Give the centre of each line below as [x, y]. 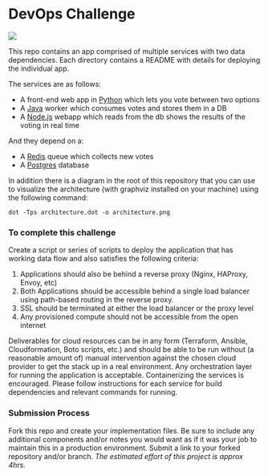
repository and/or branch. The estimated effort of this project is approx [126, 456]
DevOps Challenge [72, 14]
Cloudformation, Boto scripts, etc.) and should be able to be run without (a [131, 350]
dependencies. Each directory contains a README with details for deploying [134, 59]
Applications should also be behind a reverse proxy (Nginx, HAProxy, [134, 274]
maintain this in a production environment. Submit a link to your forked [124, 448]
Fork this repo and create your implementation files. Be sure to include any [132, 430]
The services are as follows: [55, 84]
